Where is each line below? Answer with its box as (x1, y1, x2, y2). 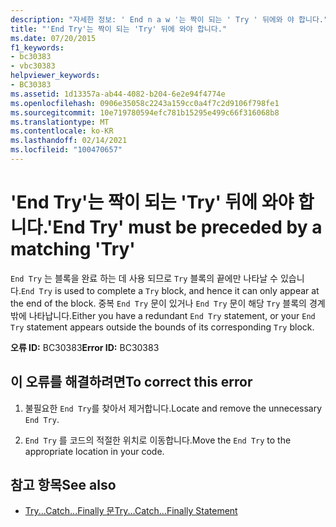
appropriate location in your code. (24, 445, 165, 457)
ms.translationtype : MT (10, 117, 110, 127)
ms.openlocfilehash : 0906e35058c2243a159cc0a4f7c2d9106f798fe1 (10, 98, 280, 108)
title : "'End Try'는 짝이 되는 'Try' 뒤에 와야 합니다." (10, 24, 228, 34)
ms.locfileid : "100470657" (10, 145, 123, 155)
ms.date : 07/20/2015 (10, 33, 97, 43)
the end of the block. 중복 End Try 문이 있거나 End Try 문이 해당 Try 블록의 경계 (10, 297, 326, 309)
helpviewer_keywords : (10, 71, 101, 81)
